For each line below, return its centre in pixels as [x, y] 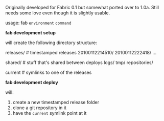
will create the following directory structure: [51, 43]
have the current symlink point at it [50, 113]
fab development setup [31, 33]
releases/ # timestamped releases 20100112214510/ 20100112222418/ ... [81, 53]
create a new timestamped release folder [56, 102]
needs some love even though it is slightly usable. [58, 13]
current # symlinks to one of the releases [49, 72]
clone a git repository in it [39, 108]
